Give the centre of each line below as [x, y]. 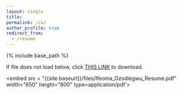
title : [14, 17]
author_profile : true [33, 28]
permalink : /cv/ [26, 22]
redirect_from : [25, 33]
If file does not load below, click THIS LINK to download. [75, 67]
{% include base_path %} [37, 56]
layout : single [25, 11]
